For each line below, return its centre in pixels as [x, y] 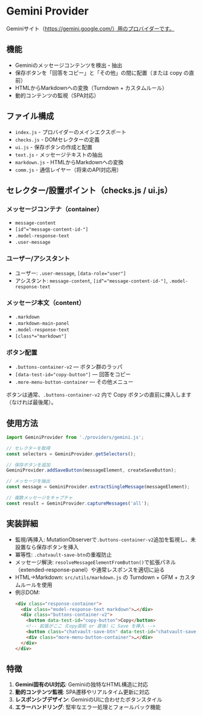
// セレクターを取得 [28, 448]
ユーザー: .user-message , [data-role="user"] [71, 273]
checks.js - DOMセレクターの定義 [57, 139]
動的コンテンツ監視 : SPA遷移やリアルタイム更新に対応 [82, 692]
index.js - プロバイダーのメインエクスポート [71, 132]
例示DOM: [27, 592]
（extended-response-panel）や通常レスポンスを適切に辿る [90, 569]
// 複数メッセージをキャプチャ [39, 498]
